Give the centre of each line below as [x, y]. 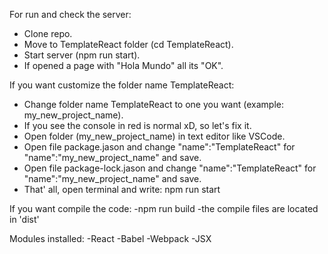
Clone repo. [48, 33]
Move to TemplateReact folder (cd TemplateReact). [128, 44]
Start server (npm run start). [82, 55]
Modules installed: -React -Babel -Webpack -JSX [110, 238]
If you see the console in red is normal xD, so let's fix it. [137, 125]
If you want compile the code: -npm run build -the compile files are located [164, 208]
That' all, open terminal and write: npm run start [122, 189]
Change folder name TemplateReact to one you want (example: [153, 104]
